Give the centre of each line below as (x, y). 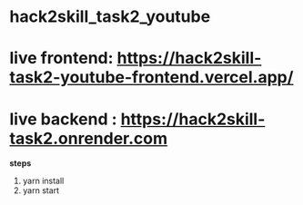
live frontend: (61, 59)
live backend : (63, 119)
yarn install (43, 181)
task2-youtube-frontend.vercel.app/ (151, 78)
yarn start (41, 190)
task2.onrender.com (89, 138)
